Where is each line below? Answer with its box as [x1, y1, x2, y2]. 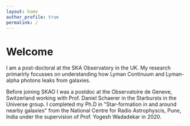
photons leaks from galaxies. [20, 77, 91, 84]
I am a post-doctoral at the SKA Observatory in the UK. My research [6, 64, 171, 71]
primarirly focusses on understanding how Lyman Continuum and [6, 71, 165, 78]
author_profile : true [6, 14, 59, 20]
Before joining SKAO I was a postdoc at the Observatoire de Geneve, [6, 88, 172, 95]
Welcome [6, 45, 54, 58]
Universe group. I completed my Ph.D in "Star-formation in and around [6, 101, 176, 108]
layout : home [6, 8, 38, 15]
